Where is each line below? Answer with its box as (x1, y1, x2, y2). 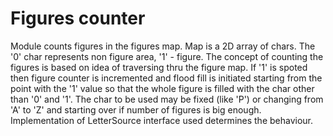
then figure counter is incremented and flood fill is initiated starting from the (10, 72, 323, 84)
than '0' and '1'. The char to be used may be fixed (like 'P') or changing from (10, 93, 324, 105)
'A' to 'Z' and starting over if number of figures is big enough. (10, 103, 262, 116)
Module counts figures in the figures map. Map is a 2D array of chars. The (10, 40, 316, 52)
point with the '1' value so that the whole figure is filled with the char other (10, 82, 315, 94)
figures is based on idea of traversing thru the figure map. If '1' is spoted (10, 61, 308, 73)
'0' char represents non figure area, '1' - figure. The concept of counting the (10, 50, 324, 62)
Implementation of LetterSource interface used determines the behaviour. (10, 114, 314, 126)
